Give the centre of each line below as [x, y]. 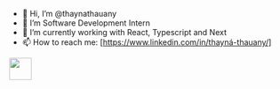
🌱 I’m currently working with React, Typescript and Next [124, 32]
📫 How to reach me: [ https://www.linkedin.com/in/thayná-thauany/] [147, 42]
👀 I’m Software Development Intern [86, 23]
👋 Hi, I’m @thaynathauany [69, 14]
